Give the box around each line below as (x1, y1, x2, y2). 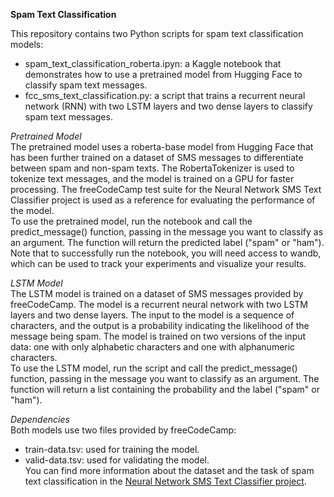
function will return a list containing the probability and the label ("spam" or (10, 384, 320, 395)
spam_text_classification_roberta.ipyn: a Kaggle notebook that (24, 58, 282, 69)
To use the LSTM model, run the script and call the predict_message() (10, 362, 298, 374)
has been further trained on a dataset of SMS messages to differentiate (10, 152, 304, 163)
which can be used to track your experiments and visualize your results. (10, 258, 307, 269)
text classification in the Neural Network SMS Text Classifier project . (24, 475, 307, 487)
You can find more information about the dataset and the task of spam (24, 465, 315, 476)
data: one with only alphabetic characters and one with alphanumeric (10, 341, 296, 353)
